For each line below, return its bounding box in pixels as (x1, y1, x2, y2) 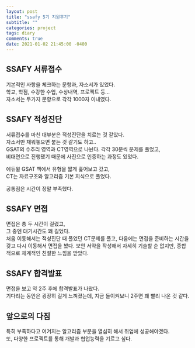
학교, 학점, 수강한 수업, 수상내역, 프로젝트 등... (6, 88, 110, 95)
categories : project (6, 25, 57, 31)
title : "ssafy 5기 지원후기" (6, 14, 71, 20)
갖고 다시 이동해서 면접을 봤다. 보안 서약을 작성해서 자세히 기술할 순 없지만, (6, 242, 176, 249)
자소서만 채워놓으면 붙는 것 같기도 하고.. (6, 138, 96, 145)
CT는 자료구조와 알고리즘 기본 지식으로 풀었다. (6, 173, 112, 180)
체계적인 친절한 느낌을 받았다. (21, 250, 89, 257)
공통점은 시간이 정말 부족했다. (6, 185, 74, 192)
